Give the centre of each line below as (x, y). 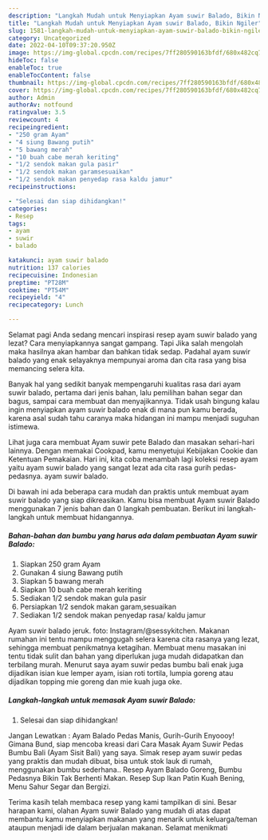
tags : (17, 224)
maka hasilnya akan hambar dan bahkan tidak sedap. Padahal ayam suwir (130, 352)
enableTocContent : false (49, 75)
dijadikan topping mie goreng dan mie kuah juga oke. (95, 682)
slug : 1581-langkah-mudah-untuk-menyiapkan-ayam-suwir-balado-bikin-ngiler (137, 30)
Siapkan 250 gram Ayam (60, 564)
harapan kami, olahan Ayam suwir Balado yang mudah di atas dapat (120, 810)
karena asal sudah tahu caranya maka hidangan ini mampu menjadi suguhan (134, 418)
